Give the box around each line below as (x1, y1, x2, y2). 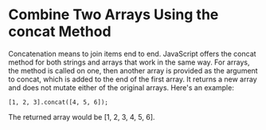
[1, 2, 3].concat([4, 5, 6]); (8, 98, 109, 106)
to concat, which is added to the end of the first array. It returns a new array (8, 74, 257, 84)
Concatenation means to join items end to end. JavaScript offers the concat (8, 49, 256, 58)
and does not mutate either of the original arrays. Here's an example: (8, 82, 235, 93)
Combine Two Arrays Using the (8, 6, 219, 24)
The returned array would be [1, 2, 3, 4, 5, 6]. (8, 112, 155, 121)
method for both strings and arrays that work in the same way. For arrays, (8, 57, 250, 67)
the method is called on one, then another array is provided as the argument (8, 65, 258, 75)
